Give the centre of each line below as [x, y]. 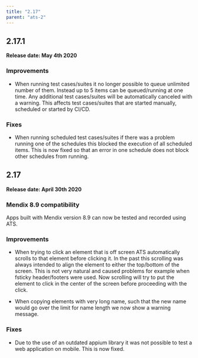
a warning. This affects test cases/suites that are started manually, [96, 103]
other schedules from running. [52, 156]
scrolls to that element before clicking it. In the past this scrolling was [99, 258]
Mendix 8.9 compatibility [43, 204]
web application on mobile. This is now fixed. [70, 349]
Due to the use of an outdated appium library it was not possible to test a [103, 343]
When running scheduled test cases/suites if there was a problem [95, 137]
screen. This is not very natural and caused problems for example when [102, 271]
